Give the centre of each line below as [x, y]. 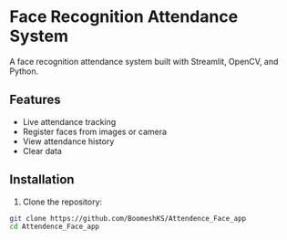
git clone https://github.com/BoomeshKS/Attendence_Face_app [128, 218]
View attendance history [68, 141]
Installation [42, 180]
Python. [24, 71]
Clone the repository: [62, 202]
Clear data [42, 151]
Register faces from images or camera [94, 131]
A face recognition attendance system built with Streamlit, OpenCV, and [144, 61]
